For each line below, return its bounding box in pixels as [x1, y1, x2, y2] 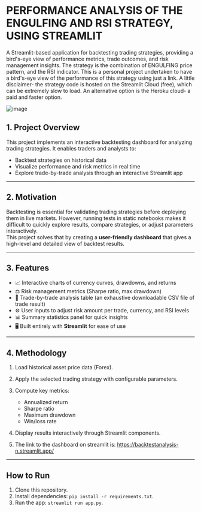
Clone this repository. [14, 486, 68, 493]
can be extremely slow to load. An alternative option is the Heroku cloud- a [6, 87, 191, 94]
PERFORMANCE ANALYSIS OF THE [6, 4, 184, 17]
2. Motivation [6, 192, 57, 203]
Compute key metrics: [14, 387, 70, 394]
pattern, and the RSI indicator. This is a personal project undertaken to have [6, 68, 193, 75]
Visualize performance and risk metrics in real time [14, 162, 141, 170]
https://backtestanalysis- [117, 441, 179, 448]
